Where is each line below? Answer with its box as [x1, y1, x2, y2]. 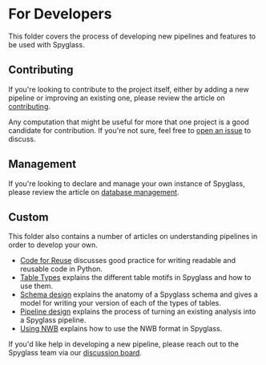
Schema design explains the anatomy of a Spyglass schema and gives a [19, 290, 258, 299]
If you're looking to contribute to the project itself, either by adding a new [8, 84, 250, 94]
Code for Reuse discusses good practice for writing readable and [19, 256, 236, 266]
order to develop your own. [8, 240, 99, 249]
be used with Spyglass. [8, 39, 86, 49]
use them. [19, 282, 54, 291]
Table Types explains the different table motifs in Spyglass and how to [19, 273, 252, 282]
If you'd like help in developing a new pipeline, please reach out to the [8, 339, 239, 349]
